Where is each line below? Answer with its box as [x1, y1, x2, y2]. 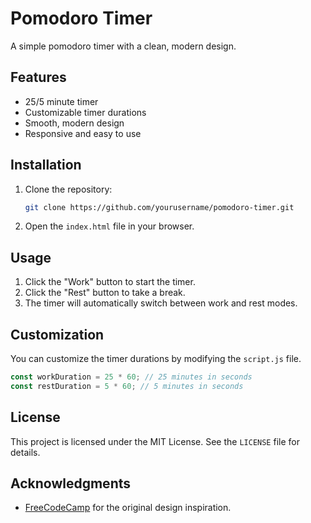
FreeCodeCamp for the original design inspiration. [24, 502, 232, 514]
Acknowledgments [10, 475, 132, 492]
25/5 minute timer [24, 95, 99, 107]
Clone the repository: [24, 183, 113, 195]
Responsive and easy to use [24, 127, 142, 139]
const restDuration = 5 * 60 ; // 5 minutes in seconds [10, 381, 244, 391]
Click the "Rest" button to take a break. [24, 287, 186, 299]
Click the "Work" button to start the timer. [24, 276, 196, 288]
